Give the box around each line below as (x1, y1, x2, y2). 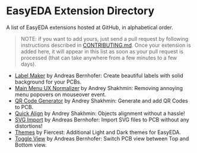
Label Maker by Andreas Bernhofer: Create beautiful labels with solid (14, 72, 184, 79)
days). (20, 60, 37, 68)
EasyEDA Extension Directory (6, 4, 155, 18)
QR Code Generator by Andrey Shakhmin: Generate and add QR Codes (14, 97, 188, 104)
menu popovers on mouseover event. (14, 91, 107, 98)
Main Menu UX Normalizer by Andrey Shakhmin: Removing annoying (14, 84, 183, 91)
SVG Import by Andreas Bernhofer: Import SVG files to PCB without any (14, 116, 190, 123)
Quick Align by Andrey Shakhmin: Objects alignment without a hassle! (14, 110, 185, 117)
